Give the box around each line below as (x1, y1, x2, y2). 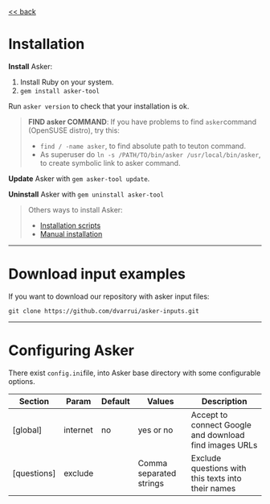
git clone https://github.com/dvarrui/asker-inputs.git (8, 307, 199, 315)
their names (190, 482, 236, 494)
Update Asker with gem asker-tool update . (8, 173, 150, 184)
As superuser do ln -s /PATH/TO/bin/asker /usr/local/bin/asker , (39, 149, 261, 159)
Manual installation (39, 229, 103, 238)
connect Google (190, 419, 252, 430)
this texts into (190, 473, 243, 484)
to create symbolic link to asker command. (39, 158, 181, 167)
